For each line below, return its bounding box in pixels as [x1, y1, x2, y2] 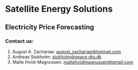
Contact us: [5, 38, 34, 45]
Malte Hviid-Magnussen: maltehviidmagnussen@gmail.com [12, 59, 134, 65]
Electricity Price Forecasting [5, 23, 95, 31]
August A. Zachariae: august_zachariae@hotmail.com [12, 48, 122, 54]
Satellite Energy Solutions [5, 3, 113, 15]
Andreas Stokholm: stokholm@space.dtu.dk [12, 54, 102, 60]
